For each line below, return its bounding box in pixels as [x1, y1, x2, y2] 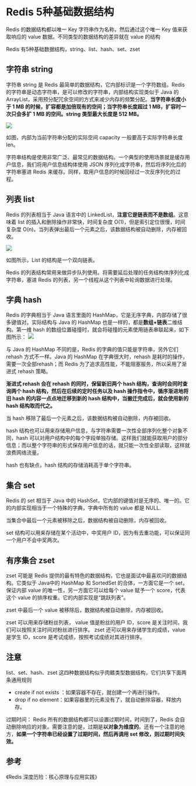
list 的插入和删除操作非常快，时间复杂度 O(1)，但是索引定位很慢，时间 [17, 218, 185, 225]
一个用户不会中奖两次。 [6, 536, 62, 544]
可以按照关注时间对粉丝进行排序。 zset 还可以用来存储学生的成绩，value [10, 626, 185, 633]
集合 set [6, 480, 35, 490]
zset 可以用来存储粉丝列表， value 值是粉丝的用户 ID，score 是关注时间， [6, 619, 183, 626]
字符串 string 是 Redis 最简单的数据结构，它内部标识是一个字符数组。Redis [6, 81, 185, 88]
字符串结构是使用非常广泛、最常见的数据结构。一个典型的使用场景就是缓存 [6, 153, 185, 160]
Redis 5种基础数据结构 [6, 5, 114, 19]
